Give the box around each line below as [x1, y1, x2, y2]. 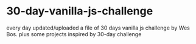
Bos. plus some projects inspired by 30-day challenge [6, 30, 142, 37]
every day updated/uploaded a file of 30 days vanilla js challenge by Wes [6, 24, 190, 31]
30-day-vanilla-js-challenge [6, 4, 153, 18]
